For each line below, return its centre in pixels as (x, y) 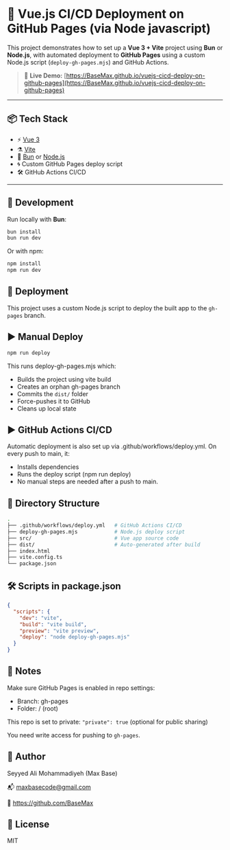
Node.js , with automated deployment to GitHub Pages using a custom (106, 55)
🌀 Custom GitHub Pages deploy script (70, 163)
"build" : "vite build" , (53, 624)
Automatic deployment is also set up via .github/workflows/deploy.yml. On (112, 446)
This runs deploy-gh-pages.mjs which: (62, 366)
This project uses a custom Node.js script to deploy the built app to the (107, 308)
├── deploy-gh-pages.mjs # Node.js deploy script (96, 531)
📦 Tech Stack (38, 119)
